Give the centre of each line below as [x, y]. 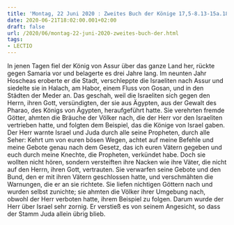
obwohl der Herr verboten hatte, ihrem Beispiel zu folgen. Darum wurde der [116, 199]
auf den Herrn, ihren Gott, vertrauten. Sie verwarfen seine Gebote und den [114, 169]
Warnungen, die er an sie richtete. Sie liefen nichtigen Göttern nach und [110, 184]
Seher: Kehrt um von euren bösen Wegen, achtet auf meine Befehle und [110, 140]
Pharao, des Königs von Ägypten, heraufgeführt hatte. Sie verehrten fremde [116, 110]
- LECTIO [20, 46]
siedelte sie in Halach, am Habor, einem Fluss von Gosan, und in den [106, 88]
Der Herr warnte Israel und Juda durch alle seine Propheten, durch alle [109, 132]
